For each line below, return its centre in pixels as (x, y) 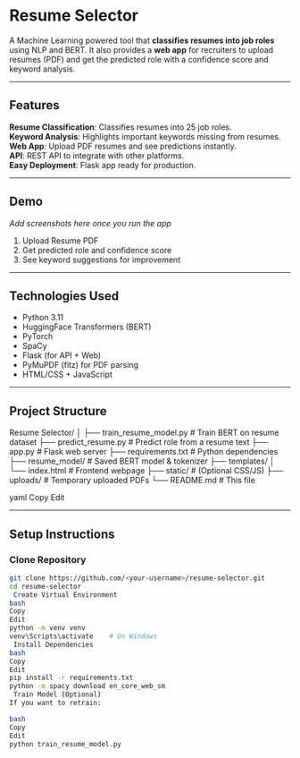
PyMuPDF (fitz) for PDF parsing (80, 365)
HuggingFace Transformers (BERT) (87, 327)
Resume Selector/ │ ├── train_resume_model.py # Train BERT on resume (144, 433)
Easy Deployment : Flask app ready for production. (103, 165)
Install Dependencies (53, 644)
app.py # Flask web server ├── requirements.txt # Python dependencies (144, 452)
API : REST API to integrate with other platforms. (97, 155)
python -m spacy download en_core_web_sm (87, 686)
